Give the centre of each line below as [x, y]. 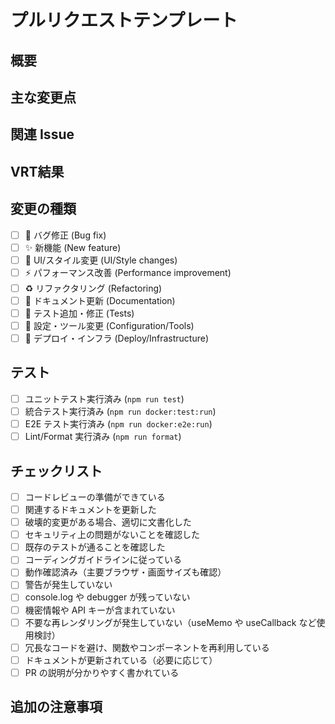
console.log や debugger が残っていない [107, 597]
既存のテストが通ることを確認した [95, 547]
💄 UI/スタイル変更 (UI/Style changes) [101, 260]
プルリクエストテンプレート [124, 20]
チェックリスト [56, 471]
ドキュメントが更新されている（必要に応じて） [121, 660]
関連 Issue [42, 134]
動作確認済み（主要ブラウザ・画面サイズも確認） [125, 572]
